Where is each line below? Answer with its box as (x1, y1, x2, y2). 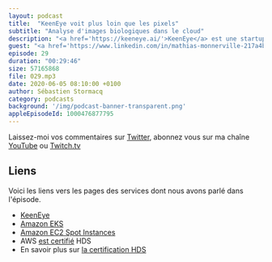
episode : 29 (8, 49, 49, 58)
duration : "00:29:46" (8, 58, 82, 66)
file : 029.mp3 (8, 72, 57, 80)
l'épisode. (8, 194, 42, 204)
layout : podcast (8, 11, 63, 20)
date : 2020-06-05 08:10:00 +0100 (8, 79, 121, 88)
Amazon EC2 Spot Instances (19, 227, 116, 237)
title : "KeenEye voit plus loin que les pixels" (8, 19, 180, 28)
